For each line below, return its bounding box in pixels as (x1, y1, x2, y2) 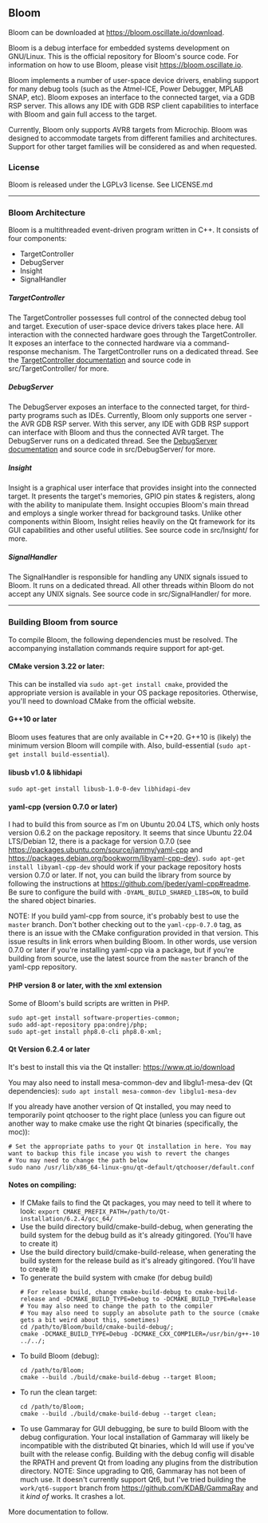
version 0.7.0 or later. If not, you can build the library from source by (8, 870, 231, 880)
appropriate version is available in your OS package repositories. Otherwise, (8, 688, 258, 697)
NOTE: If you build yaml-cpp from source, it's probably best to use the (8, 911, 239, 921)
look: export (19, 1206, 60, 1216)
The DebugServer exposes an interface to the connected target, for (8, 402, 231, 412)
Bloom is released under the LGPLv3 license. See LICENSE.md (8, 180, 213, 190)
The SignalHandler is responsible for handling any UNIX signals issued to (8, 572, 249, 582)
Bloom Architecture (8, 207, 86, 219)
